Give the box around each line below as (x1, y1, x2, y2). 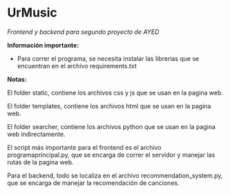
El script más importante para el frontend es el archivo (7, 143, 162, 151)
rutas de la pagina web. (7, 157, 74, 166)
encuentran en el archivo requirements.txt (17, 61, 137, 70)
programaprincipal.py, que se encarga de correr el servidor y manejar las (7, 151, 215, 159)
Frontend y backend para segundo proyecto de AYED (7, 28, 160, 36)
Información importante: (7, 41, 79, 49)
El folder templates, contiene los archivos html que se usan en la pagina (7, 101, 211, 110)
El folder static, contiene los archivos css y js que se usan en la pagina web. (7, 88, 223, 97)
